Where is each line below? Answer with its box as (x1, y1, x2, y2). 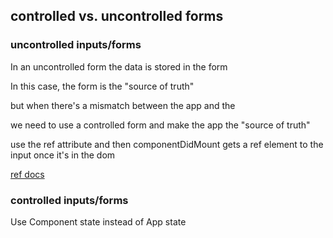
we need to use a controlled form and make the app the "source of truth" (10, 119, 311, 131)
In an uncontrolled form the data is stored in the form (10, 60, 228, 73)
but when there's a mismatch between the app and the (10, 99, 236, 111)
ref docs (10, 168, 45, 180)
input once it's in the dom (10, 149, 116, 161)
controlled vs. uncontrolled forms (10, 8, 224, 25)
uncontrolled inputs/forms (10, 38, 142, 52)
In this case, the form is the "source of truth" (10, 80, 195, 92)
